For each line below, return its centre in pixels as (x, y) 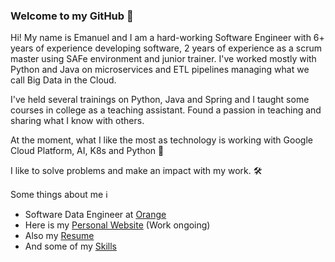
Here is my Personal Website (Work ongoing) (117, 225)
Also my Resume (59, 236)
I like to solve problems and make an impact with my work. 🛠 (136, 171)
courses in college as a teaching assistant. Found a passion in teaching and (166, 110)
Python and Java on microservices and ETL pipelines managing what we (160, 70)
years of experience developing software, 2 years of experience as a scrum (166, 48)
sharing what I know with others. (77, 121)
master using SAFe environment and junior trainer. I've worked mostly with (163, 59)
